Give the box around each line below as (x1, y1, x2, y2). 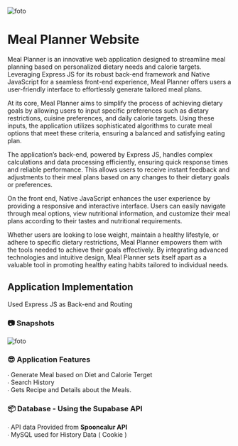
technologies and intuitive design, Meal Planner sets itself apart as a (7, 252, 207, 262)
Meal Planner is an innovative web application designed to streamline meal (7, 55, 226, 63)
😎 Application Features (7, 355, 91, 364)
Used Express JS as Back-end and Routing (7, 300, 133, 308)
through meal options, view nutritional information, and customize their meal (7, 209, 231, 218)
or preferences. (7, 180, 53, 189)
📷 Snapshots (7, 318, 55, 328)
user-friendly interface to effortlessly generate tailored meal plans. (7, 85, 202, 94)
